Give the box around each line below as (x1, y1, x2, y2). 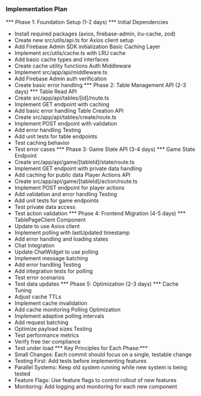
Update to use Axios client (14, 223, 80, 230)
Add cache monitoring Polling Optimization (14, 306, 121, 313)
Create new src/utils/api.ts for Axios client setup (14, 37, 134, 44)
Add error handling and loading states (14, 235, 109, 243)
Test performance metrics (14, 331, 79, 339)
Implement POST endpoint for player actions (14, 184, 125, 191)
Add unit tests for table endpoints (14, 133, 97, 140)
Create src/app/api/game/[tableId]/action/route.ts (14, 177, 138, 185)
